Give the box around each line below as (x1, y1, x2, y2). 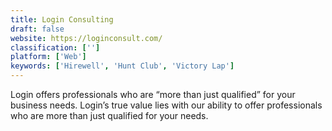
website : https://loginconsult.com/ (10, 33, 163, 43)
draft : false (10, 24, 65, 34)
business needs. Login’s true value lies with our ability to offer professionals (10, 99, 323, 111)
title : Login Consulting (10, 14, 114, 25)
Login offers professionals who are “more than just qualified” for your (10, 89, 296, 100)
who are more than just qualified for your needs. (10, 110, 209, 121)
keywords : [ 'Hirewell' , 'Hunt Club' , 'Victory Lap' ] (10, 61, 235, 71)
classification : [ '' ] (10, 42, 101, 53)
